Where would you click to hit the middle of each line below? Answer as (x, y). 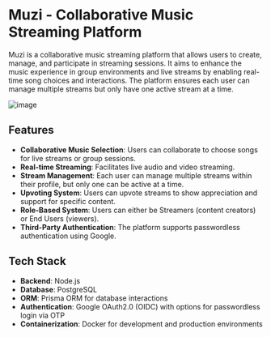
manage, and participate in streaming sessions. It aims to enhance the (125, 63)
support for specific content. (68, 201)
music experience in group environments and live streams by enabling (125, 71)
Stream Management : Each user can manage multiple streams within (136, 175)
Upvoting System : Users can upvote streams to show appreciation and (139, 193)
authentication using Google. (68, 236)
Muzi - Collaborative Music (101, 15)
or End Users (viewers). (59, 218)
